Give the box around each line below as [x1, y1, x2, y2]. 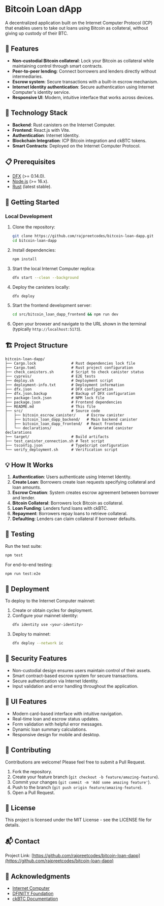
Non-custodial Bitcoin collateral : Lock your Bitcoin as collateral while [12, 58, 154, 64]
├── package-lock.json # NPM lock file [5, 396, 105, 401]
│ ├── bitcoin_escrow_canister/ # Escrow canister [5, 413, 125, 418]
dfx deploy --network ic [12, 641, 64, 646]
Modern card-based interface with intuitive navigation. [12, 711, 123, 717]
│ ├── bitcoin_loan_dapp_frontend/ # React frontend [5, 421, 122, 426]
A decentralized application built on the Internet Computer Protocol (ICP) [5, 20, 153, 26]
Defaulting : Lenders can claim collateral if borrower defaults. [12, 516, 136, 522]
